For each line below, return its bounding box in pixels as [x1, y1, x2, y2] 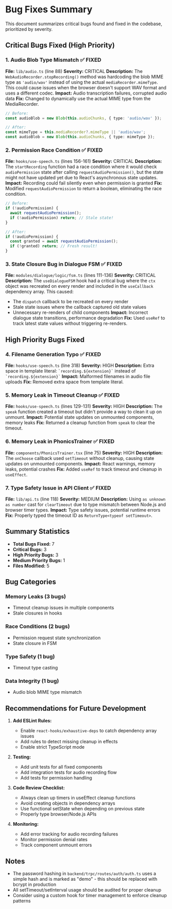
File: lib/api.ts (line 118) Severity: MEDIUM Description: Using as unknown [5, 496, 166, 502]
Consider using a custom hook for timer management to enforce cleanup [12, 892, 167, 898]
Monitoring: [12, 821, 39, 827]
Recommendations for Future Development [5, 704, 146, 713]
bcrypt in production [12, 881, 56, 887]
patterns [12, 898, 31, 904]
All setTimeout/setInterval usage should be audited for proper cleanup [12, 886, 162, 893]
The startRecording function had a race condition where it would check [5, 163, 157, 170]
